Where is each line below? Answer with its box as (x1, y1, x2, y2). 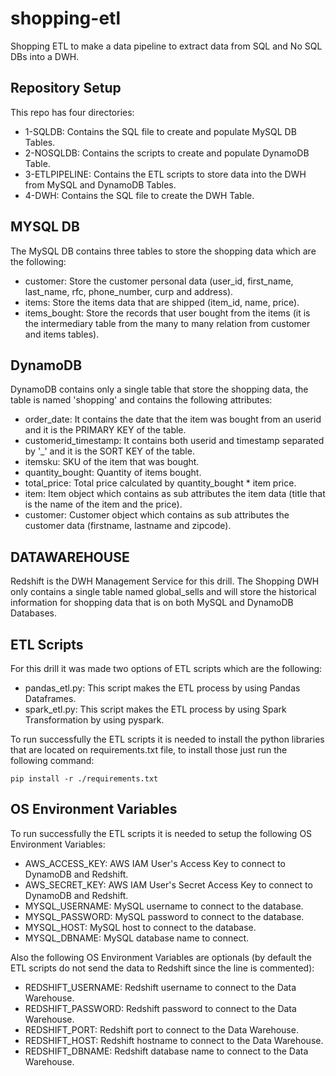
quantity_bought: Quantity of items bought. (24, 467, 202, 479)
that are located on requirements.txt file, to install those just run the (10, 744, 288, 756)
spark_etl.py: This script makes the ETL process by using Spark (24, 703, 287, 715)
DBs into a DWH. (10, 50, 80, 62)
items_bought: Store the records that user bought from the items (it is (24, 307, 311, 319)
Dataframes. (24, 693, 77, 704)
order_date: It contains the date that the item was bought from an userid (24, 413, 322, 426)
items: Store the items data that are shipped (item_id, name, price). (24, 296, 300, 308)
